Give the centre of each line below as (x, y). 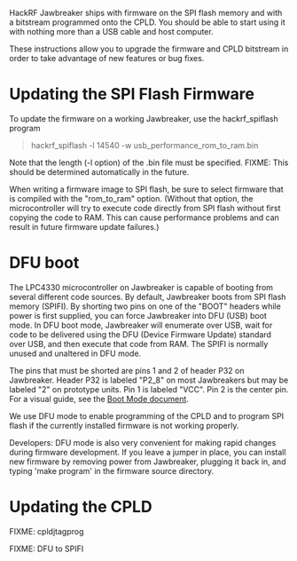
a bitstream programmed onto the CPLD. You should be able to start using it (147, 22)
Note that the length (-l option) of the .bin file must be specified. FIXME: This (149, 162)
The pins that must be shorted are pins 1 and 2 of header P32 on (127, 370)
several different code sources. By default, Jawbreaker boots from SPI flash (148, 296)
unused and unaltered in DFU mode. (75, 353)
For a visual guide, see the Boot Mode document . (99, 399)
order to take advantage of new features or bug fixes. (107, 58)
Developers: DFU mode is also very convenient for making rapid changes (143, 442)
